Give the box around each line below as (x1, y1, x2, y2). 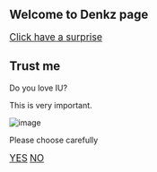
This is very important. (9, 99, 92, 110)
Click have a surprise (9, 30, 103, 43)
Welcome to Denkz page (9, 7, 149, 22)
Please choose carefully (9, 134, 99, 145)
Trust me (9, 58, 61, 74)
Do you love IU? (9, 82, 68, 93)
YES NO (9, 151, 45, 164)
